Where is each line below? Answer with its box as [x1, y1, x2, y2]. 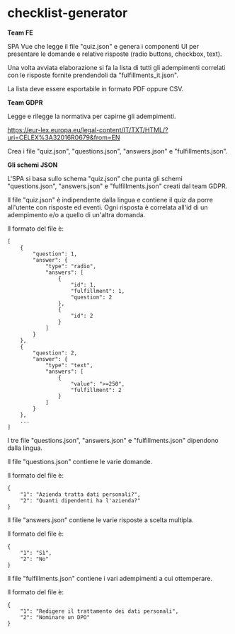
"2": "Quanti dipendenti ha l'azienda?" [20, 497, 141, 504]
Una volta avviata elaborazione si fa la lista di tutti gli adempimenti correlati [7, 63, 226, 71]
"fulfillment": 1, [70, 287, 125, 294]
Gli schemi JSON [7, 161, 58, 169]
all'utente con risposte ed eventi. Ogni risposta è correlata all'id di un [7, 203, 208, 212]
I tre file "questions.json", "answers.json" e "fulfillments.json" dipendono [7, 436, 219, 444]
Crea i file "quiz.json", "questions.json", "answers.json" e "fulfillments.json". [7, 146, 228, 155]
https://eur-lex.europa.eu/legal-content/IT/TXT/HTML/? [7, 125, 168, 134]
